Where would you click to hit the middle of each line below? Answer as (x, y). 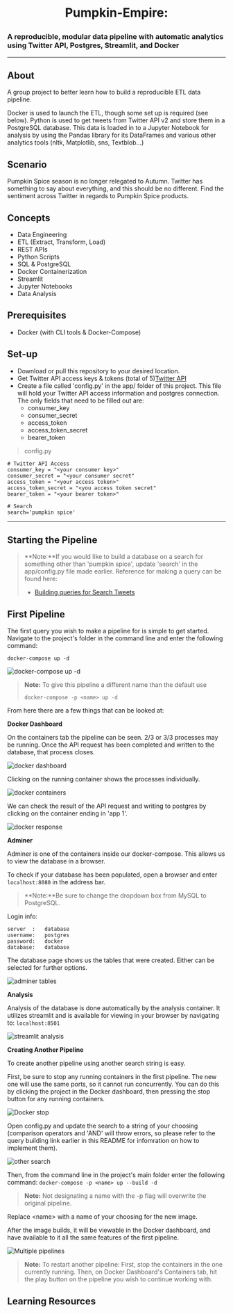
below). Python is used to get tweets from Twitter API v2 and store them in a (116, 120)
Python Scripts (38, 257)
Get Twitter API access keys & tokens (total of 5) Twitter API (102, 378)
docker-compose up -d (38, 658)
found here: (41, 579)
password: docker (35, 941)
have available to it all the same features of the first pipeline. (93, 1238)
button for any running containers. (56, 1099)
